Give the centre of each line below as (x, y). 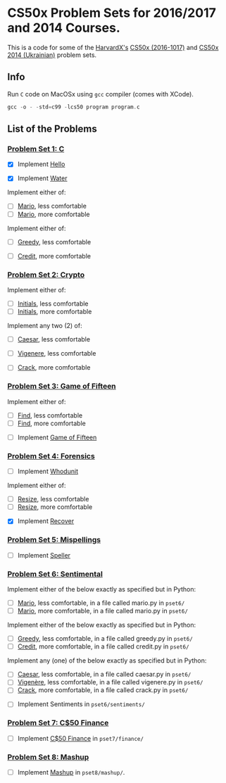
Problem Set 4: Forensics (51, 456)
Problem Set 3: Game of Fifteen (62, 387)
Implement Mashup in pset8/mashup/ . (71, 772)
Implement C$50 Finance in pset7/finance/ (81, 738)
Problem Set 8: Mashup (48, 757)
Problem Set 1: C (36, 149)
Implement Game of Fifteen (57, 437)
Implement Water (42, 178)
